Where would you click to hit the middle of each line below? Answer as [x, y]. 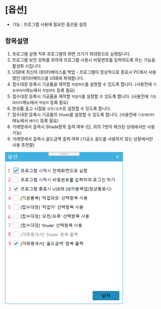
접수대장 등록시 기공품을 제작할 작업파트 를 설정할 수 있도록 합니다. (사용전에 [82, 84]
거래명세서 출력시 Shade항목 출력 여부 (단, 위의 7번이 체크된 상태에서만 [79, 126]
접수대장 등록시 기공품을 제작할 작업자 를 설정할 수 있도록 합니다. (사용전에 [80, 96]
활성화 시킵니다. [27, 66]
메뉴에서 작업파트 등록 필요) [50, 90]
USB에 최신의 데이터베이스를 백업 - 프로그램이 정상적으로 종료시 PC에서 [80, 72]
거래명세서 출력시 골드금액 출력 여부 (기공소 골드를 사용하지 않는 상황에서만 [82, 138]
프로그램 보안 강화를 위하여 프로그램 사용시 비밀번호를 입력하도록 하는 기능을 [84, 60]
